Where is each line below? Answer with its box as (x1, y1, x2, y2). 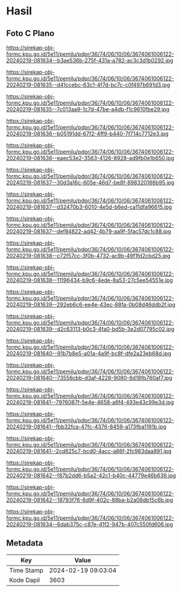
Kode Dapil (9, 576, 40, 584)
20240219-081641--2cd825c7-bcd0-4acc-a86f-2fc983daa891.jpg (6, 448, 172, 454)
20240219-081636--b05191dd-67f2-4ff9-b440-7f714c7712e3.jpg (6, 130, 169, 137)
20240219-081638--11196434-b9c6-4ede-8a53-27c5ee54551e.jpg (6, 276, 173, 284)
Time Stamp (9, 566, 44, 575)
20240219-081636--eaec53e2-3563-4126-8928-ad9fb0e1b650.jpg (6, 154, 174, 162)
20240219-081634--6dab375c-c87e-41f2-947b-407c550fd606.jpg (6, 521, 173, 528)
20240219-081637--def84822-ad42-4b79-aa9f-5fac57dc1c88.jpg (6, 228, 171, 235)
